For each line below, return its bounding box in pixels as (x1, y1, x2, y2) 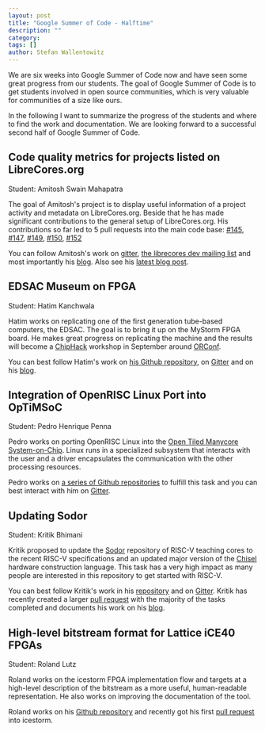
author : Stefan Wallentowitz (8, 48, 104, 56)
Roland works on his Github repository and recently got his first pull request (8, 707, 255, 717)
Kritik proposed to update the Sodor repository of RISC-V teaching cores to (8, 545, 253, 555)
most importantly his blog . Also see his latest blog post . (8, 257, 189, 266)
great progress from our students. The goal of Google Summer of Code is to (8, 78, 256, 88)
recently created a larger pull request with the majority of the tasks (8, 595, 225, 604)
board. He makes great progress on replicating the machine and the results (8, 333, 253, 343)
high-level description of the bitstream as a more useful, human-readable (8, 683, 248, 693)
